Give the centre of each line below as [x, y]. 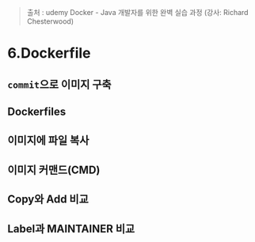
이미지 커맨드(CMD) [54, 170]
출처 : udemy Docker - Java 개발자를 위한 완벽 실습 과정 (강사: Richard [137, 12]
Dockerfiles [37, 111]
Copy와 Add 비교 [48, 200]
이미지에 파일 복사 [48, 140]
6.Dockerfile [49, 53]
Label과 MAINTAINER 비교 [71, 229]
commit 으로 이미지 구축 [59, 84]
